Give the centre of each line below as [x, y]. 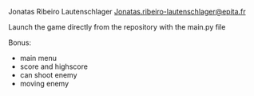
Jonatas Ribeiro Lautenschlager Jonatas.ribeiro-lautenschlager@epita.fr [127, 12]
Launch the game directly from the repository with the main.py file [117, 27]
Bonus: [20, 42]
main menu [38, 58]
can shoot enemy [48, 75]
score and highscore [54, 66]
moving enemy [44, 84]
